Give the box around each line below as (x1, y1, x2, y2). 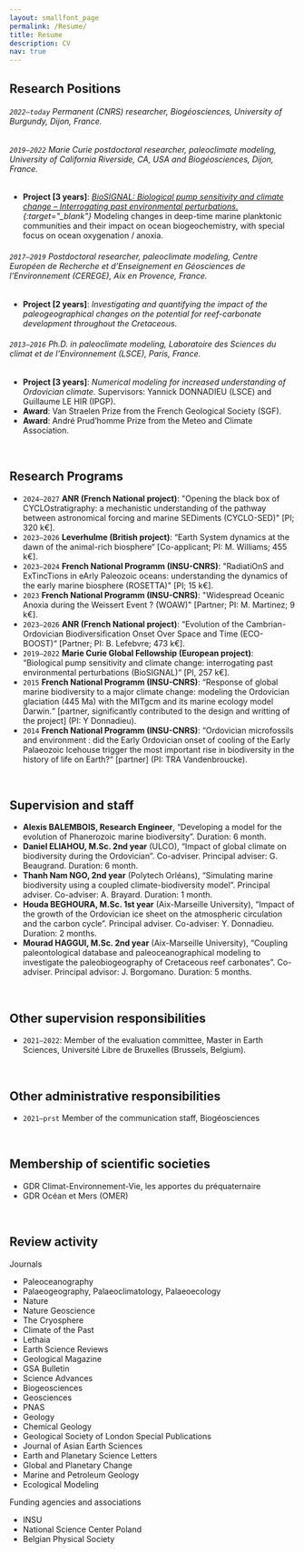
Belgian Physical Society (22, 1533, 115, 1544)
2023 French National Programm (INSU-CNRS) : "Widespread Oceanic (22, 589, 285, 600)
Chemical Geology (22, 1420, 93, 1432)
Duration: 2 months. (22, 928, 97, 939)
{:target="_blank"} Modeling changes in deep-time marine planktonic (22, 211, 283, 222)
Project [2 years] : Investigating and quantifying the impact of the (22, 298, 268, 309)
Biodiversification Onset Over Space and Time (64, 628, 239, 639)
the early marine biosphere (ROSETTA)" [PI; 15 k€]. (22, 579, 214, 591)
